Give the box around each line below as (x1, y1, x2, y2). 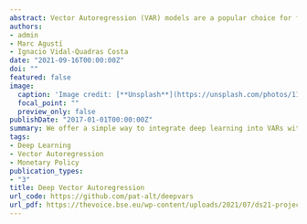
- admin (9, 30, 39, 39)
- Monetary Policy (9, 157, 79, 167)
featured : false (9, 73, 71, 82)
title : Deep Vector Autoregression (9, 184, 145, 193)
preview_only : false (17, 107, 96, 116)
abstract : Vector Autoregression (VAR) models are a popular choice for (9, 13, 292, 23)
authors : (9, 22, 43, 31)
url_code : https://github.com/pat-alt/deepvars (9, 192, 195, 201)
